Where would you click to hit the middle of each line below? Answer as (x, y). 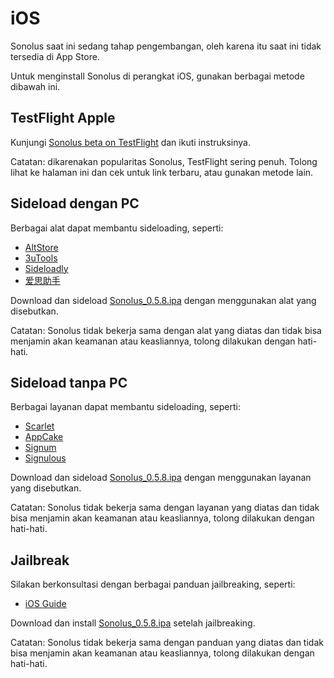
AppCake (44, 437)
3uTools (41, 258)
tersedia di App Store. (55, 56)
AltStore (41, 247)
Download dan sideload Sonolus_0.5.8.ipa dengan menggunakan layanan (161, 478)
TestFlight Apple (63, 118)
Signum (40, 448)
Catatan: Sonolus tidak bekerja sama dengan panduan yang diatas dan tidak (167, 643)
